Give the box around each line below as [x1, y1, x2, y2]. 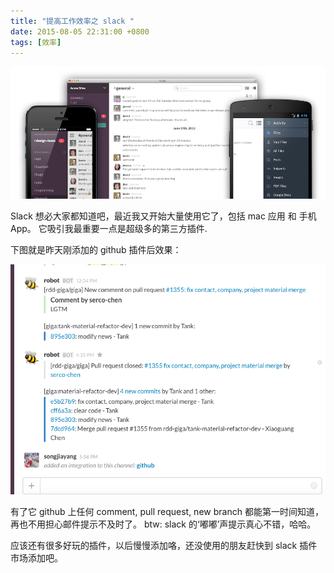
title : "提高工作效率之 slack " [10, 16, 135, 26]
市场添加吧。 [10, 552, 63, 564]
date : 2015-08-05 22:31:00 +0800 [10, 26, 150, 37]
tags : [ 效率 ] [10, 37, 62, 47]
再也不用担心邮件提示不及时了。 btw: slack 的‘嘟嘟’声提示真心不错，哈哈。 [10, 518, 317, 530]
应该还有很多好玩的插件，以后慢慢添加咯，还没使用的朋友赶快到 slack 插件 [10, 540, 318, 552]
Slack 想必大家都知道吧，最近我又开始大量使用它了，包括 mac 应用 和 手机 [10, 210, 317, 222]
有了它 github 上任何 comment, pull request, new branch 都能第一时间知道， [10, 506, 324, 518]
